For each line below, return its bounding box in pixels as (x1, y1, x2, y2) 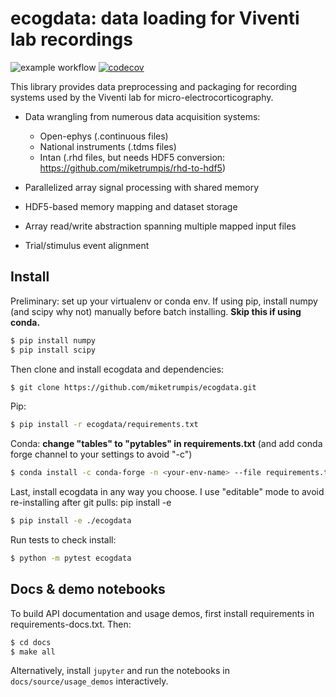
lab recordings (10, 28, 133, 51)
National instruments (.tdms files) (39, 140, 177, 152)
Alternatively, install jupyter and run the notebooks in (10, 665, 230, 677)
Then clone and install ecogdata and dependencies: (10, 363, 225, 375)
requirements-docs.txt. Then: (10, 618, 132, 630)
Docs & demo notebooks (10, 581, 166, 598)
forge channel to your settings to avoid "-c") (10, 448, 193, 461)
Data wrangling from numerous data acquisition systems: (24, 110, 261, 122)
